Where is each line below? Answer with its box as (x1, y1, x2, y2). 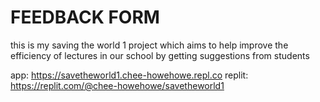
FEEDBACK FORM (10, 6, 160, 29)
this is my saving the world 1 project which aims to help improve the (10, 39, 289, 51)
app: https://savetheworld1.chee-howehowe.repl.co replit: (10, 69, 249, 81)
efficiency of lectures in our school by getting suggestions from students (10, 49, 310, 61)
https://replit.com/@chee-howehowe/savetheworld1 (10, 79, 225, 91)
